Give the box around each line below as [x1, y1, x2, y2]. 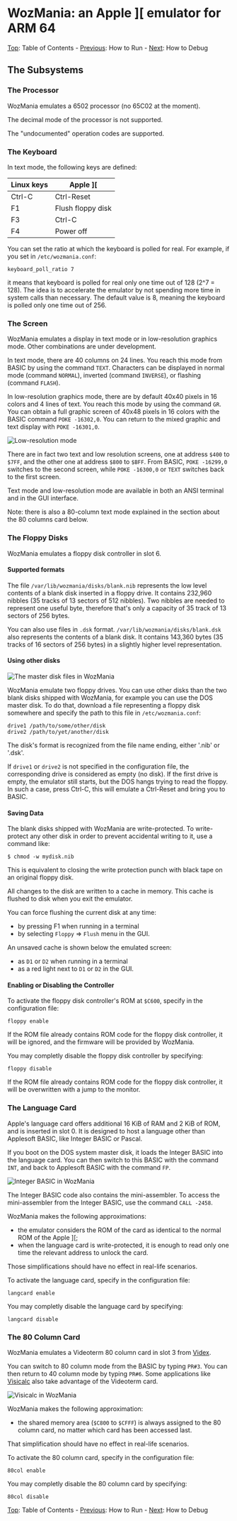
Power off [54, 226, 88, 236]
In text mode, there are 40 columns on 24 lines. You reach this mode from [7, 356, 223, 365]
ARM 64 [7, 20, 57, 36]
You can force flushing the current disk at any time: [7, 908, 157, 917]
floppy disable [7, 1065, 52, 1072]
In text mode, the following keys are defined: [7, 163, 137, 171]
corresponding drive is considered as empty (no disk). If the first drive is [7, 769, 219, 778]
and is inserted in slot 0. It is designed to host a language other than [7, 1126, 205, 1135]
